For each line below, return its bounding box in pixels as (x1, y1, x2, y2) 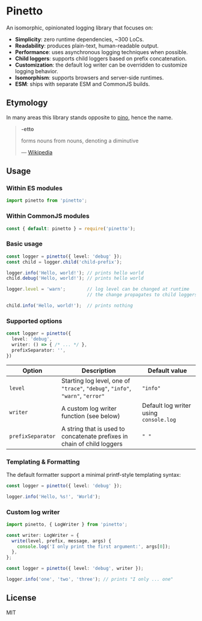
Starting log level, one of (61, 377, 130, 385)
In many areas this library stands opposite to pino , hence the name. (6, 114, 173, 121)
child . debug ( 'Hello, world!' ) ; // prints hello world (6, 275, 144, 282)
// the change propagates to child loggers (87, 292, 198, 298)
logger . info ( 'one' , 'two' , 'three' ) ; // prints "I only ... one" (6, 577, 173, 583)
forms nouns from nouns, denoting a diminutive (20, 137, 139, 144)
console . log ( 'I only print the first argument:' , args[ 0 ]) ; (17, 544, 171, 550)
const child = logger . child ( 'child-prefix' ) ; (6, 259, 122, 265)
